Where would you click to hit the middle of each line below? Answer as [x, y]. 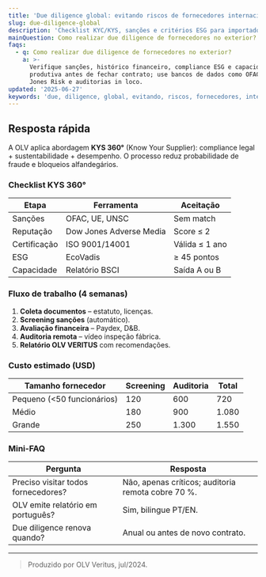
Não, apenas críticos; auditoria [179, 482]
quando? [28, 537]
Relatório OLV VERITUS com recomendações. [95, 344]
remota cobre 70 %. [160, 492]
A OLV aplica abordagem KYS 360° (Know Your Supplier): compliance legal [131, 148]
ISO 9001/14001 [98, 245]
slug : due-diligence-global [55, 23]
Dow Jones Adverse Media [116, 232]
